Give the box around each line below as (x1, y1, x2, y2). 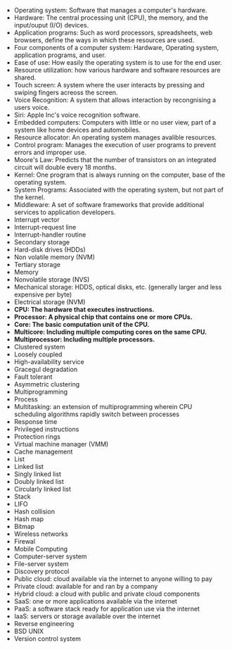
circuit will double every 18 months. (13, 163, 117, 171)
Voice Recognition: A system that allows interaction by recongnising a (13, 96, 217, 104)
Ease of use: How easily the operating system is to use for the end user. (13, 58, 223, 66)
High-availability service (13, 358, 84, 365)
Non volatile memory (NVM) (13, 253, 96, 261)
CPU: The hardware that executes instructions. (13, 306, 155, 313)
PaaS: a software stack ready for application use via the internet (13, 605, 200, 613)
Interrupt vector (13, 215, 60, 224)
